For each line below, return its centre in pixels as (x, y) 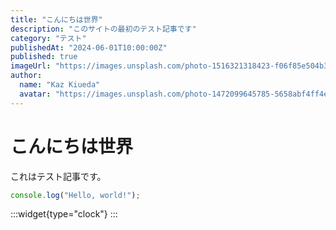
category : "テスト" (48, 38)
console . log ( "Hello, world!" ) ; (75, 195)
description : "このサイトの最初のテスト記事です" (103, 29)
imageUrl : (31, 66)
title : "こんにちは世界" (56, 19)
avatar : (35, 94)
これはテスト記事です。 (58, 176)
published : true (44, 57)
